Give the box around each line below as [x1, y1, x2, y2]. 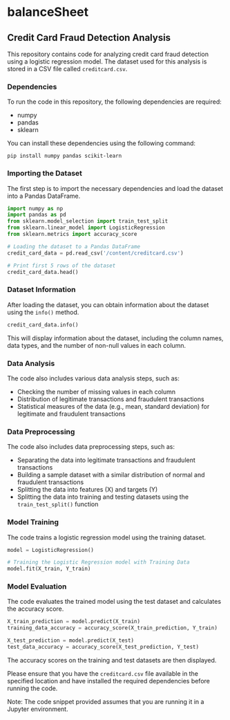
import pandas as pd [7, 212, 67, 219]
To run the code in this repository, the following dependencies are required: [7, 98, 222, 106]
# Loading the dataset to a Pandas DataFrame [7, 243, 140, 250]
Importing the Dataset [7, 169, 83, 178]
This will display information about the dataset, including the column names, [7, 333, 224, 342]
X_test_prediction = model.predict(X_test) [7, 637, 135, 644]
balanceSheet [7, 4, 88, 20]
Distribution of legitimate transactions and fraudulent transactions [17, 395, 205, 403]
